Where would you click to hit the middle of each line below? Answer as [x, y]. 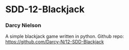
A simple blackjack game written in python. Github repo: [65, 36]
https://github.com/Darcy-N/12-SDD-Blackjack [55, 42]
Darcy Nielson [23, 26]
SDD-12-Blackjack [45, 9]
